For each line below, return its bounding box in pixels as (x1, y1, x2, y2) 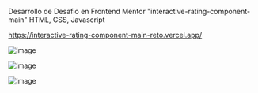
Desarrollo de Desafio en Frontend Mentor (8, 7, 146, 16)
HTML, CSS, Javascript (28, 15, 105, 24)
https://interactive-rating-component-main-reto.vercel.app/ (8, 31, 203, 39)
